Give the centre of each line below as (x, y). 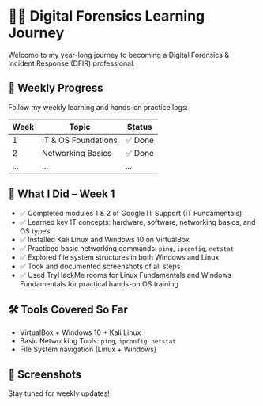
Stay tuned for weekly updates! (59, 393)
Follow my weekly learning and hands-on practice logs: (98, 107)
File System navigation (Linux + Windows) (88, 349)
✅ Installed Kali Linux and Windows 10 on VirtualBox (104, 239)
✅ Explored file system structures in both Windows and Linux (119, 257)
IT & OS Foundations (80, 140)
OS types (35, 231)
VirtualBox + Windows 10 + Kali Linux (80, 332)
